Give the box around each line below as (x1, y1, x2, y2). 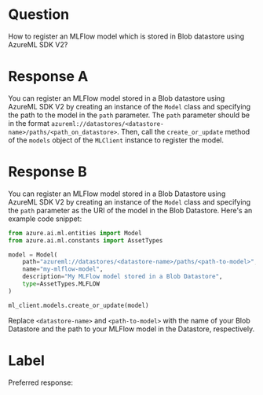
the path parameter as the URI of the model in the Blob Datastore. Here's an (8, 205, 253, 215)
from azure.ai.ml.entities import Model (8, 229, 143, 237)
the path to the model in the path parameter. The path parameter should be (8, 110, 250, 120)
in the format (8, 118, 49, 127)
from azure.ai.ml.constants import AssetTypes (8, 236, 163, 245)
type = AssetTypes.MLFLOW (22, 280, 100, 288)
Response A (8, 68, 89, 86)
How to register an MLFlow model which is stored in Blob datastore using (8, 31, 245, 41)
